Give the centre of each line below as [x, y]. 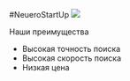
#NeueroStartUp [39, 15]
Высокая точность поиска [71, 49]
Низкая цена [46, 67]
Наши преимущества [49, 32]
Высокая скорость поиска [72, 58]
